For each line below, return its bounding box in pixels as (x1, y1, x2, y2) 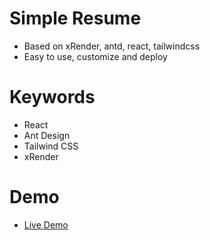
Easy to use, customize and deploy (23, 50, 168, 62)
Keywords (9, 86, 96, 109)
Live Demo (23, 218, 69, 231)
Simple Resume (9, 7, 142, 30)
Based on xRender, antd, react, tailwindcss (23, 40, 201, 52)
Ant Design (23, 129, 71, 141)
